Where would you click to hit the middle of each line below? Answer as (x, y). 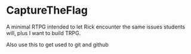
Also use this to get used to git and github (58, 45)
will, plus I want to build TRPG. (44, 33)
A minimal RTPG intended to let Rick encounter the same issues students (96, 27)
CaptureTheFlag (47, 10)
